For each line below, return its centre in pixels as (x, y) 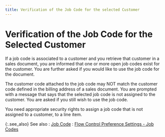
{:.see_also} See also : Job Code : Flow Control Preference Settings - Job (80, 124)
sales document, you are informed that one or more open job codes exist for (82, 64)
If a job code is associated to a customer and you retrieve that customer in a (82, 58)
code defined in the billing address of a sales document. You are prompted (81, 89)
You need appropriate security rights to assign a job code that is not (74, 109)
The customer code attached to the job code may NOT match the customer (82, 84)
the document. (20, 74)
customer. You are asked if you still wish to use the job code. (66, 99)
